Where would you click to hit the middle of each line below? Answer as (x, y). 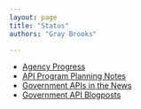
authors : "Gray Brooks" (53, 34)
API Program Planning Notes (74, 76)
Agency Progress (54, 66)
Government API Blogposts (71, 95)
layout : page (33, 17)
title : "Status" (39, 26)
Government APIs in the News (77, 86)
